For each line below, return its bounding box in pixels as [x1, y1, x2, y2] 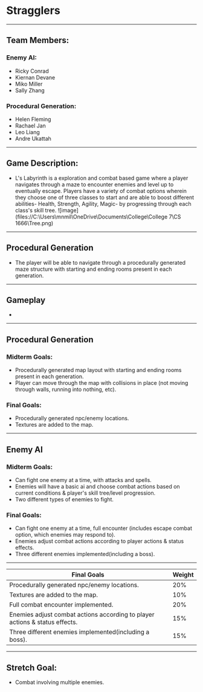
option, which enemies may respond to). [14, 531, 116, 538]
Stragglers [6, 4, 60, 18]
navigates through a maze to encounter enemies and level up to [14, 180, 174, 188]
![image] [57, 206, 79, 214]
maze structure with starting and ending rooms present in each [14, 265, 172, 273]
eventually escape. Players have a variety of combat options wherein [14, 187, 187, 194]
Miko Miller [14, 80, 43, 87]
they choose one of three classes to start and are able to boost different [14, 194, 195, 201]
